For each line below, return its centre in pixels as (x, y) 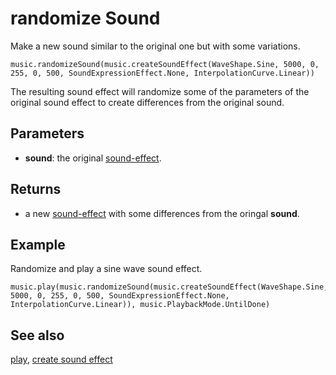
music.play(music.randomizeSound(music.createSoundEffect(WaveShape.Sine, (169, 287)
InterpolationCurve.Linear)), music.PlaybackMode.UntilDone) (140, 305)
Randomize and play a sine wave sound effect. (106, 269)
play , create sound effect (61, 359)
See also (37, 335)
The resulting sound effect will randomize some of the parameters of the (160, 91)
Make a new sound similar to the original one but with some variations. (155, 46)
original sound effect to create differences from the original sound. (147, 102)
